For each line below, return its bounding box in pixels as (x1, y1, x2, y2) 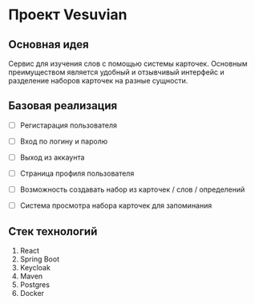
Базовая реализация (8, 99, 118, 113)
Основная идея (8, 38, 90, 51)
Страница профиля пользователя (19, 168, 135, 178)
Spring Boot (19, 254, 60, 264)
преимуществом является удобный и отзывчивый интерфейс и (8, 67, 225, 77)
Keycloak (19, 263, 51, 272)
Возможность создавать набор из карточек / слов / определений (19, 184, 245, 194)
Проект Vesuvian (8, 6, 127, 24)
